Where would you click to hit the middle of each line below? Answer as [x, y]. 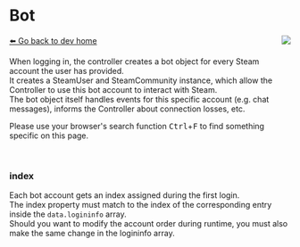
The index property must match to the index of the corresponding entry [141, 205]
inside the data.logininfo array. [68, 214]
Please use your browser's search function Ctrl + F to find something [137, 126]
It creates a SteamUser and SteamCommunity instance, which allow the [141, 80]
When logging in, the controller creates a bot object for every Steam [134, 61]
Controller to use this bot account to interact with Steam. [113, 89]
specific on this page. [49, 136]
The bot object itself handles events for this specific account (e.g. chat [139, 99]
